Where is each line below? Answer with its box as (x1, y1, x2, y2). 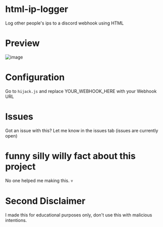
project (5, 161, 36, 172)
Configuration (5, 71, 65, 83)
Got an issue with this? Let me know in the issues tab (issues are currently (5, 127, 158, 133)
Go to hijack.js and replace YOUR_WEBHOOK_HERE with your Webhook (5, 88, 157, 94)
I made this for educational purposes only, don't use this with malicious (5, 211, 152, 218)
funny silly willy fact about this (5, 150, 136, 161)
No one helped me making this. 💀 (5, 177, 73, 183)
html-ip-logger (5, 3, 69, 15)
